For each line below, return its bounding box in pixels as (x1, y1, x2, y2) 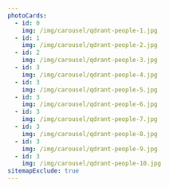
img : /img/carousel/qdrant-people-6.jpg (22, 100, 158, 108)
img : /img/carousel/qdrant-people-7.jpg (22, 115, 158, 123)
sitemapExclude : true (7, 167, 80, 175)
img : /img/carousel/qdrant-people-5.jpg (22, 85, 158, 94)
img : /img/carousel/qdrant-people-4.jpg (22, 71, 158, 79)
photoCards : (7, 11, 47, 20)
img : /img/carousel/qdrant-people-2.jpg (22, 41, 158, 49)
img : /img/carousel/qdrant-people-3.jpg (22, 56, 158, 64)
